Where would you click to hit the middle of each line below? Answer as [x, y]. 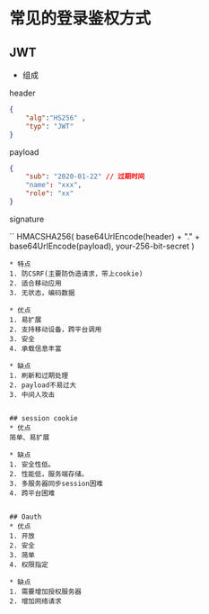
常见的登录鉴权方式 [80, 18]
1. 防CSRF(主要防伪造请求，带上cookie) [76, 274]
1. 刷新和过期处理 [39, 375]
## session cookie [44, 418]
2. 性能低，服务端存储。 [49, 474]
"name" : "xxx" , [54, 185]
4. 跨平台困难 [32, 493]
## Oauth [26, 517]
